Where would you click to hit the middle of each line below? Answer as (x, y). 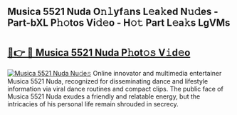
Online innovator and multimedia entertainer (157, 73)
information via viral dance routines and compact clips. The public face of (116, 89)
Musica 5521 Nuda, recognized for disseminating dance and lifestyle (108, 81)
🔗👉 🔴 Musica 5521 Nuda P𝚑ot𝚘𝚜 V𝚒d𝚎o (99, 52)
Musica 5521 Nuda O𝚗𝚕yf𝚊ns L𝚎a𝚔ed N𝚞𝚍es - (113, 12)
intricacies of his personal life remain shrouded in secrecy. (93, 104)
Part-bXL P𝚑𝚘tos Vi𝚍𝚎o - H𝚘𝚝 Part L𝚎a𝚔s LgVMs (119, 23)
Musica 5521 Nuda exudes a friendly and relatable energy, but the (104, 96)
